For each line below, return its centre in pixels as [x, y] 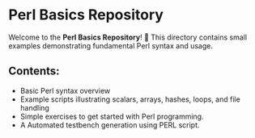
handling [35, 107]
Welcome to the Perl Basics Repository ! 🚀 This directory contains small [128, 37]
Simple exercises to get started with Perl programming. [112, 116]
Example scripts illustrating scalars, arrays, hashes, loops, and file [130, 99]
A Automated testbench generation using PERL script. [110, 125]
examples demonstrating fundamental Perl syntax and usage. [110, 45]
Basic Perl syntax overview [65, 90]
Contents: [34, 71]
